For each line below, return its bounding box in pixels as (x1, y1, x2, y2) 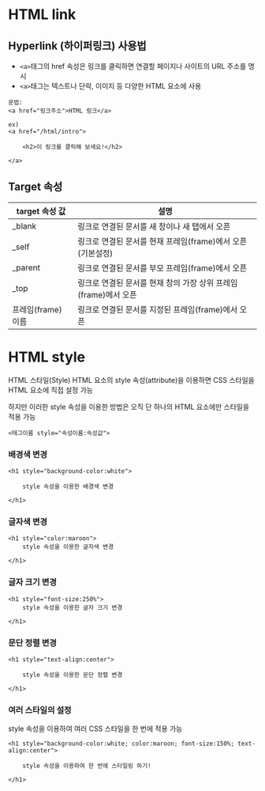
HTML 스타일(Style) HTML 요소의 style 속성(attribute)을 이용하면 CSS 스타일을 (8, 375, 255, 384)
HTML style (8, 348, 85, 365)
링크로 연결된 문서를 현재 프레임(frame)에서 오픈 (77, 236, 247, 247)
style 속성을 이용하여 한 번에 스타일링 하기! (22, 762, 151, 770)
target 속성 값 (16, 206, 66, 217)
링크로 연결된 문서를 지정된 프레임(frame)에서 (77, 304, 238, 315)
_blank (12, 220, 37, 231)
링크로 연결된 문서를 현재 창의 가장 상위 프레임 (77, 277, 238, 288)
